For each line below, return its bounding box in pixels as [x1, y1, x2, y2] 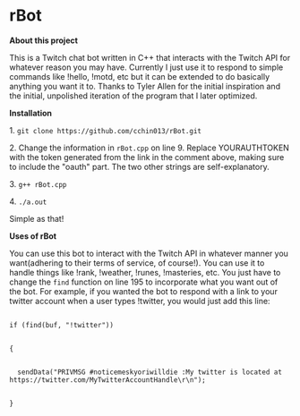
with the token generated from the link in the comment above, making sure [9, 151, 285, 162]
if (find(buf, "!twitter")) [9, 320, 115, 329]
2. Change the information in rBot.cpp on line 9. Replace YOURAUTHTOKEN [9, 142, 289, 153]
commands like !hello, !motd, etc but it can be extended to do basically [9, 71, 270, 81]
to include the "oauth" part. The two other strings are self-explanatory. [9, 161, 270, 172]
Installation [9, 107, 52, 118]
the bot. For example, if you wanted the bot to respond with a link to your [9, 285, 278, 296]
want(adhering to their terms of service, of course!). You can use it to [9, 257, 265, 268]
